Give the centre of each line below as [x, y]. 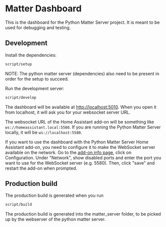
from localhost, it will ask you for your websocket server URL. [68, 112]
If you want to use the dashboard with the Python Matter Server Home [77, 142]
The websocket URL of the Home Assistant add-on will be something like [80, 122]
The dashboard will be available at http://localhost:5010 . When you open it [81, 107]
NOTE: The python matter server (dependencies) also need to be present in [82, 73]
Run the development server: [35, 88]
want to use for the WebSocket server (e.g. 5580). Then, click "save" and [80, 163]
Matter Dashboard [43, 9]
